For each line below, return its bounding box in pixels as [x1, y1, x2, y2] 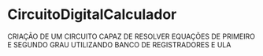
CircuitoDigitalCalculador [7, 6, 177, 24]
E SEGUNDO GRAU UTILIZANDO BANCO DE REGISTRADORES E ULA [7, 39, 232, 49]
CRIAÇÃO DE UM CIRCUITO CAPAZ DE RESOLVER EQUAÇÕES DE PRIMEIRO [7, 32, 255, 41]
